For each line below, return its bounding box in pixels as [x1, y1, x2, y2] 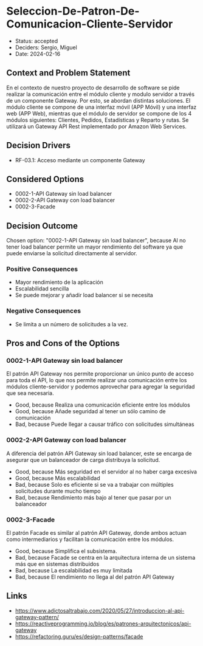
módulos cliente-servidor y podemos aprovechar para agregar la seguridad [6, 383, 195, 390]
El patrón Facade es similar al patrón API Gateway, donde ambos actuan [6, 529, 187, 537]
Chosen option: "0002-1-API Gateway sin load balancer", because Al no [6, 237, 187, 244]
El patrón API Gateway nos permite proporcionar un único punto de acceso [6, 370, 194, 377]
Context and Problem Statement [6, 68, 131, 78]
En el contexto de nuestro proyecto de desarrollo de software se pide [6, 84, 181, 91]
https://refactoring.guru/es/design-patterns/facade [15, 633, 143, 640]
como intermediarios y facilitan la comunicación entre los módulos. [6, 536, 174, 543]
